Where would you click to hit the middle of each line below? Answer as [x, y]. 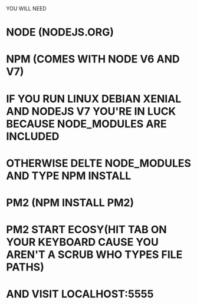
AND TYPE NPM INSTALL [69, 176]
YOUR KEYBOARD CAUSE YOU [83, 242]
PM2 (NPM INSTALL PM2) [70, 202]
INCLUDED [33, 136]
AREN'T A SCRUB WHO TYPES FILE [94, 255]
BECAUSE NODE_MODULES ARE [86, 124]
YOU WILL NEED [26, 9]
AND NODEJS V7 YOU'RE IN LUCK [91, 111]
